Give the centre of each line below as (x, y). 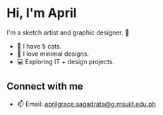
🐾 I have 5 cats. (39, 46)
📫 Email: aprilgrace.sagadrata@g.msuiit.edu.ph (86, 104)
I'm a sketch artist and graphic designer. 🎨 (68, 32)
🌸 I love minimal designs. (53, 54)
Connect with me (45, 86)
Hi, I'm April (42, 13)
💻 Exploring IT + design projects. (65, 61)
